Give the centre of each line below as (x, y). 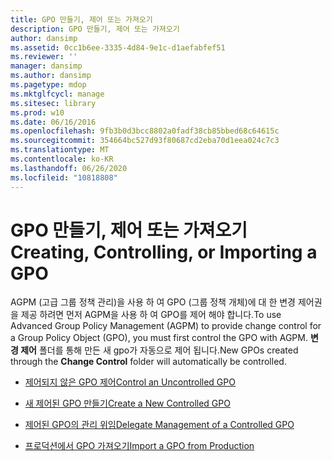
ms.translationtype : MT (60, 150)
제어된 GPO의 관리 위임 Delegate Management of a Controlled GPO (159, 425)
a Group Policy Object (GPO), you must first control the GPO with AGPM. (159, 338)
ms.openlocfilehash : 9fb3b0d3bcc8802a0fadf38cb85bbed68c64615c (145, 131)
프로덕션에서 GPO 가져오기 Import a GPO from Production (139, 446)
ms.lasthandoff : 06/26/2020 (69, 168)
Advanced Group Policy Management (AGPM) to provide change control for (166, 326)
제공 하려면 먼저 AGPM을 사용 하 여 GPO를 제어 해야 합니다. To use (151, 315)
